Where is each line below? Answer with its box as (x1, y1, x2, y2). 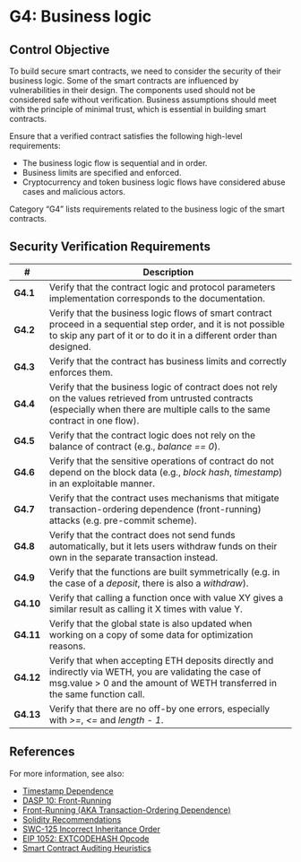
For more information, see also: (9, 768, 125, 779)
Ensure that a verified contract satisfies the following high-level (9, 131, 243, 141)
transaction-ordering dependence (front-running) (48, 502, 262, 515)
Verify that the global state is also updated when (48, 617, 253, 630)
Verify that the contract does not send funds (48, 528, 236, 541)
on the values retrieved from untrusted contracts (48, 392, 254, 405)
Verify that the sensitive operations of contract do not (48, 455, 275, 467)
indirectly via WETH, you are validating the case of (48, 666, 262, 678)
